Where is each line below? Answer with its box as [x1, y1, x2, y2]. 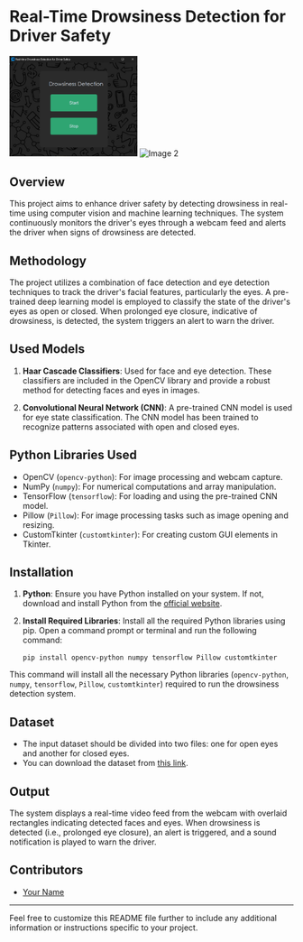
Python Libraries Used [9, 448, 138, 463]
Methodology [9, 253, 87, 268]
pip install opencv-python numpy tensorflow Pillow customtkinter [22, 653, 278, 662]
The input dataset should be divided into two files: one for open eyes [22, 738, 279, 750]
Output [9, 783, 50, 799]
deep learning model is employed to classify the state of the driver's [37, 296, 291, 307]
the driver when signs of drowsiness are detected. [9, 227, 197, 238]
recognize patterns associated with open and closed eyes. [22, 421, 241, 432]
